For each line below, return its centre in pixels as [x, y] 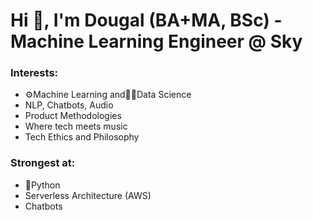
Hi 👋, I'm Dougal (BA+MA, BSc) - [146, 20]
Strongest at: [43, 163]
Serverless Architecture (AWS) [88, 195]
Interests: [34, 73]
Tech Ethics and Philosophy [82, 137]
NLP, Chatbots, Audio [69, 105]
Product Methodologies [73, 116]
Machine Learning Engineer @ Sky [156, 41]
